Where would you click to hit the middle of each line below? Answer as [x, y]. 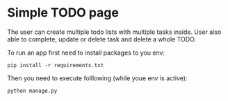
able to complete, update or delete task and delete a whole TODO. [102, 39]
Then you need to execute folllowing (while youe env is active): [97, 78]
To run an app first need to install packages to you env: [86, 53]
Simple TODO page [63, 13]
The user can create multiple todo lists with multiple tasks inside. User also [114, 32]
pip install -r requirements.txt [56, 65]
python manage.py [32, 91]
